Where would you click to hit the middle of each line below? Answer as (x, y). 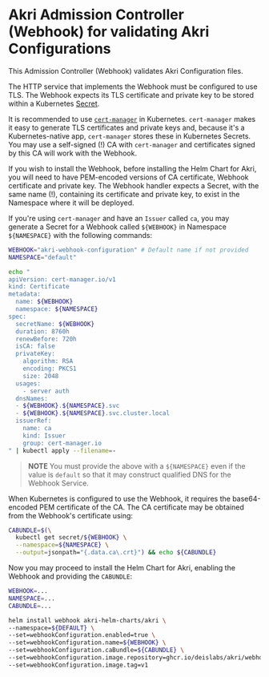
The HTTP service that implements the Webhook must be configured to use (133, 87)
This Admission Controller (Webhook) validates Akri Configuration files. (126, 71)
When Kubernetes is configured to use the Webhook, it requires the (119, 498)
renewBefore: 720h (46, 339)
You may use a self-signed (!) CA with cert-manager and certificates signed (132, 144)
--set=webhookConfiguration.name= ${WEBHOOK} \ (87, 643)
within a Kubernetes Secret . (54, 103)
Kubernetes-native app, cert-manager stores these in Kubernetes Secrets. (129, 136)
